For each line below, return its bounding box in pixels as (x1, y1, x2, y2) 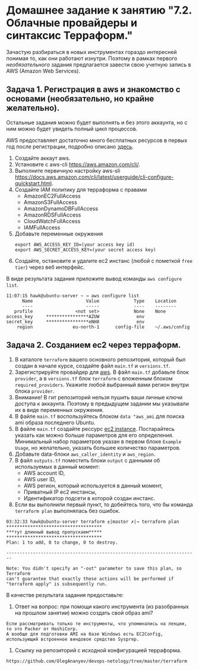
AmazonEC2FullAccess (23, 192, 81, 199)
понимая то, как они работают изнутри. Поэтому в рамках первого (6, 55, 178, 62)
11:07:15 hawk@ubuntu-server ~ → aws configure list (6, 293, 140, 299)
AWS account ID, (23, 469, 65, 477)
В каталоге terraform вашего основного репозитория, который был (14, 355, 186, 363)
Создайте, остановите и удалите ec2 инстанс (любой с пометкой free (14, 257, 193, 264)
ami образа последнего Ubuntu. (14, 419, 96, 426)
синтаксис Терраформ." (6, 29, 133, 42)
